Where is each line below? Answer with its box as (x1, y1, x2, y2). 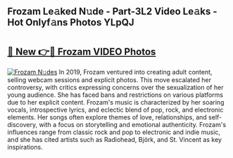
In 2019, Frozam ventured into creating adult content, (58, 68, 213, 76)
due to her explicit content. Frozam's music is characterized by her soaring (7, 98, 225, 106)
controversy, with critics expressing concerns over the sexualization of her (7, 84, 224, 91)
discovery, (7, 121, 38, 129)
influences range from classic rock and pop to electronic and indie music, (7, 128, 220, 136)
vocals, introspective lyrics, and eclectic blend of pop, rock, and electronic (7, 105, 224, 114)
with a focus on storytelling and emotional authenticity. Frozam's (38, 121, 227, 129)
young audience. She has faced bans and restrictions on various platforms (7, 91, 224, 99)
